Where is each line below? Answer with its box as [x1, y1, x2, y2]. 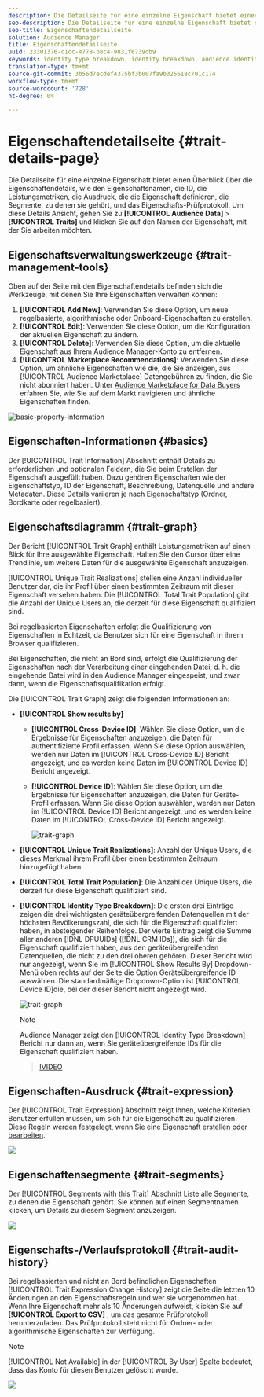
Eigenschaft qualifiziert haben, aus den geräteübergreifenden [19, 943, 219, 952]
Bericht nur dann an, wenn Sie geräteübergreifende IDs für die [19, 1039, 222, 1048]
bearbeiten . [8, 1130, 46, 1140]
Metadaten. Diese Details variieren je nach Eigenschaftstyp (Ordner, [8, 489, 228, 498]
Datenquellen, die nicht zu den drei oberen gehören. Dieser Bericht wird [19, 950, 253, 960]
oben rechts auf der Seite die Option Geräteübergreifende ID [40, 968, 236, 977]
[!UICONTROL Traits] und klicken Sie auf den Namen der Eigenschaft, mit [8, 217, 247, 226]
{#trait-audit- [171, 1243, 240, 1256]
